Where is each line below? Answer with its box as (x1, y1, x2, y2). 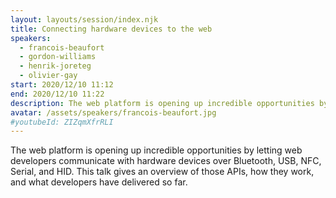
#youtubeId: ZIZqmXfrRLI (10, 117, 114, 127)
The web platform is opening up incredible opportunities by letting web (10, 144, 303, 156)
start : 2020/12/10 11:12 (10, 80, 114, 90)
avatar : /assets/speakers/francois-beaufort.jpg (10, 107, 217, 118)
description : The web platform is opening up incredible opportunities (10, 98, 315, 108)
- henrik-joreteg (19, 61, 92, 71)
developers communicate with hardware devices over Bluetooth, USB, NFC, (10, 155, 322, 167)
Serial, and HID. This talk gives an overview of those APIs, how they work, (10, 166, 315, 178)
